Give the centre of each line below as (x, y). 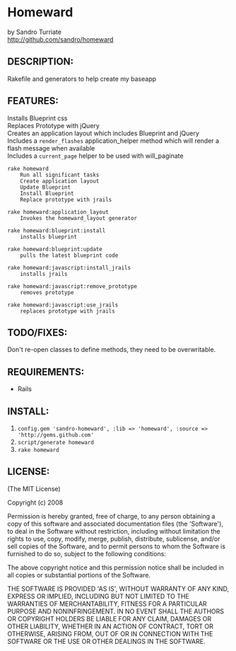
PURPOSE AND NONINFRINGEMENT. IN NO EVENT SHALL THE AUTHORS (116, 611)
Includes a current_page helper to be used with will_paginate (95, 156)
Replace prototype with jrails (66, 200)
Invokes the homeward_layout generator (79, 218)
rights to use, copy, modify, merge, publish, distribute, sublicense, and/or (114, 538)
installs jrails (44, 274)
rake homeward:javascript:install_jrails (69, 267)
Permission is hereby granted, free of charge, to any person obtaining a (111, 516)
